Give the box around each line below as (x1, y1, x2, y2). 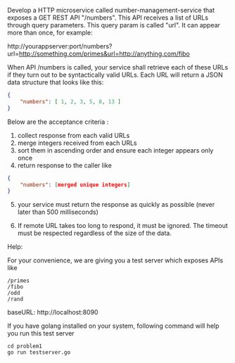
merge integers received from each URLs (17, 139, 137, 147)
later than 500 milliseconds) (17, 208, 99, 217)
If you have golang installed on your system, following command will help (7, 321, 220, 330)
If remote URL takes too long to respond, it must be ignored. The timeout (17, 222, 229, 230)
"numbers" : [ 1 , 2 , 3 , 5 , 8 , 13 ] (20, 98, 122, 105)
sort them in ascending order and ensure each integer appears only (17, 146, 214, 154)
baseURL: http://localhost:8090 (7, 308, 99, 317)
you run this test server (7, 329, 75, 338)
